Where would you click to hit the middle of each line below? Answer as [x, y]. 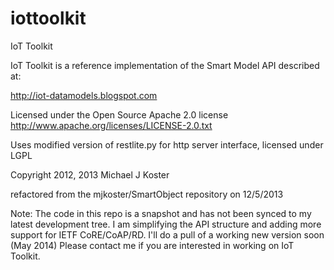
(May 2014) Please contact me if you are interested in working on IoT [152, 245]
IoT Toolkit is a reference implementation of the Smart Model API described [165, 65]
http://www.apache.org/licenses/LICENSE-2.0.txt [111, 125]
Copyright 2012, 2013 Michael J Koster [90, 174]
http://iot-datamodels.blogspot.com [84, 95]
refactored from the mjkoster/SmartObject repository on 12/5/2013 [147, 194]
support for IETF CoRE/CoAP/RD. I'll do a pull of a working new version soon [167, 234]
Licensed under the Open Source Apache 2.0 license [119, 114]
